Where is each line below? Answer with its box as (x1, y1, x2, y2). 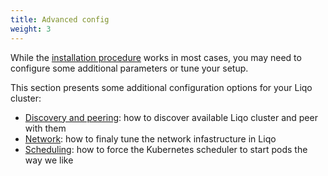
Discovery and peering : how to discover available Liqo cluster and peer (24, 111, 318, 123)
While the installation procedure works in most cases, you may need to (10, 51, 302, 63)
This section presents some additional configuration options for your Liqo (10, 81, 313, 93)
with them (24, 122, 67, 134)
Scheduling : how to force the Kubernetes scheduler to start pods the (24, 143, 308, 155)
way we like (24, 154, 74, 166)
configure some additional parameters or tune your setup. (10, 62, 249, 74)
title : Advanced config (10, 14, 110, 25)
